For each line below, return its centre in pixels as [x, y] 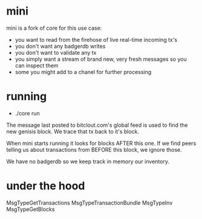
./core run [28, 113]
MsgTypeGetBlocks [31, 209]
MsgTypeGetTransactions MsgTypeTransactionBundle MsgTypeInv [90, 203]
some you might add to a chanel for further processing [83, 72]
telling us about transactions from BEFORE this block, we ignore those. [94, 149]
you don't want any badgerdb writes [60, 46]
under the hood [46, 186]
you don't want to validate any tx [56, 52]
